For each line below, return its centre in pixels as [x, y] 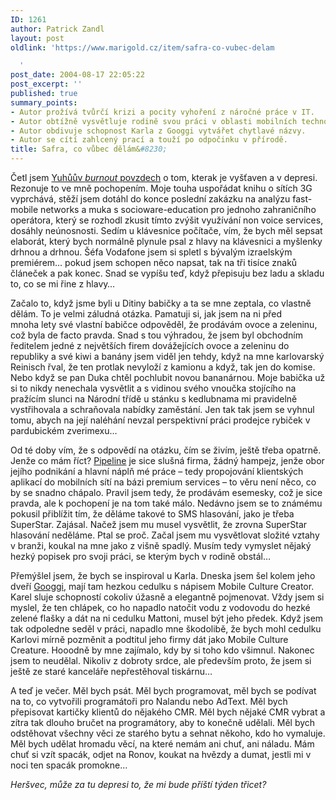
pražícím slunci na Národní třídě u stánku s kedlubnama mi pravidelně [154, 399]
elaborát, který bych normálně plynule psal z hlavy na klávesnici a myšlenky [166, 241]
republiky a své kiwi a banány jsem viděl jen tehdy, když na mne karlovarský [167, 356]
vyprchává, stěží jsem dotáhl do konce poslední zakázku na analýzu [150, 199]
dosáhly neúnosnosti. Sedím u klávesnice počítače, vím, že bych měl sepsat [166, 230]
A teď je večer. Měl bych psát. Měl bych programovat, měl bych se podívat [163, 690]
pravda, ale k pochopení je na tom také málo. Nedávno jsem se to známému [166, 503]
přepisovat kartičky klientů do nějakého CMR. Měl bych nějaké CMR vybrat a [168, 712]
